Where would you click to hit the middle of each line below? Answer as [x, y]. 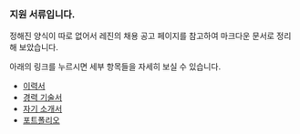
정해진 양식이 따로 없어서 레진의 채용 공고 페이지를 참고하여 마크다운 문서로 [142, 36]
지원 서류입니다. [42, 14]
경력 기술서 [42, 98]
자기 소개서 [42, 109]
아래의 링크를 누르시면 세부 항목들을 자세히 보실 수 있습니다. [115, 67]
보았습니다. [39, 47]
